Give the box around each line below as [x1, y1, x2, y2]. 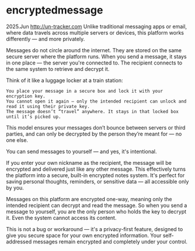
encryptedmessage [6, 4, 103, 17]
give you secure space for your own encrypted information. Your [6, 232, 162, 239]
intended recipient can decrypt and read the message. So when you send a [6, 202, 187, 209]
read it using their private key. [6, 103, 90, 109]
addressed [6, 238, 32, 245]
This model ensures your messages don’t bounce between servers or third [6, 124, 186, 131]
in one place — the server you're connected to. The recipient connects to [6, 59, 183, 66]
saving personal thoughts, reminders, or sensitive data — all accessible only [6, 178, 189, 185]
